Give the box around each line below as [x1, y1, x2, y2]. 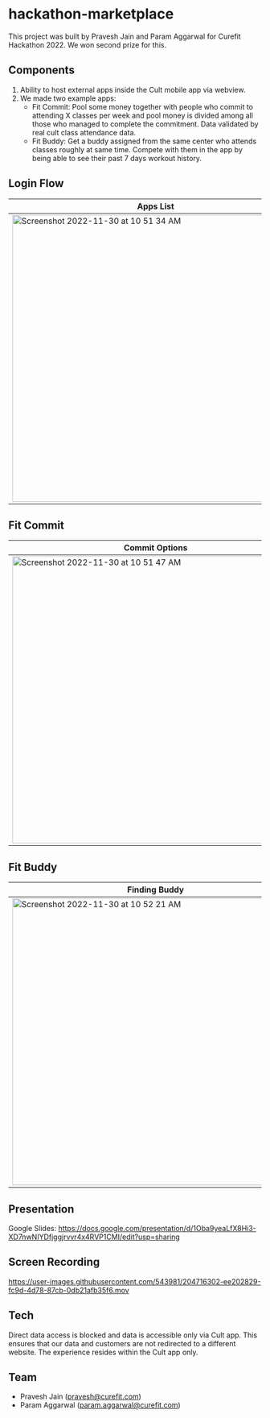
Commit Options [123, 542, 188, 554]
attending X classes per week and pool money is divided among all [31, 110, 253, 120]
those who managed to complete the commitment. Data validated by [31, 118, 259, 129]
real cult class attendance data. [31, 127, 137, 137]
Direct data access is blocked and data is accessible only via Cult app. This [8, 1330, 258, 1340]
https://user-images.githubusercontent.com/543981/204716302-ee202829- [8, 1276, 261, 1286]
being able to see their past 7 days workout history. [31, 153, 202, 163]
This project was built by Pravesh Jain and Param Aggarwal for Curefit [8, 31, 241, 41]
